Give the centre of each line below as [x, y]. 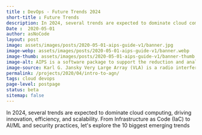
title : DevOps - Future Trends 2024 [54, 12]
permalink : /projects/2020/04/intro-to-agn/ [63, 73]
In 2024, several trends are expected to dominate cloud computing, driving [99, 112]
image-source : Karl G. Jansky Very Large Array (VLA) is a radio [90, 67]
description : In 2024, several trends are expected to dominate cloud [96, 23]
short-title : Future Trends [43, 17]
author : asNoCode [28, 34]
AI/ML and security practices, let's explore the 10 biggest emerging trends [98, 125]
